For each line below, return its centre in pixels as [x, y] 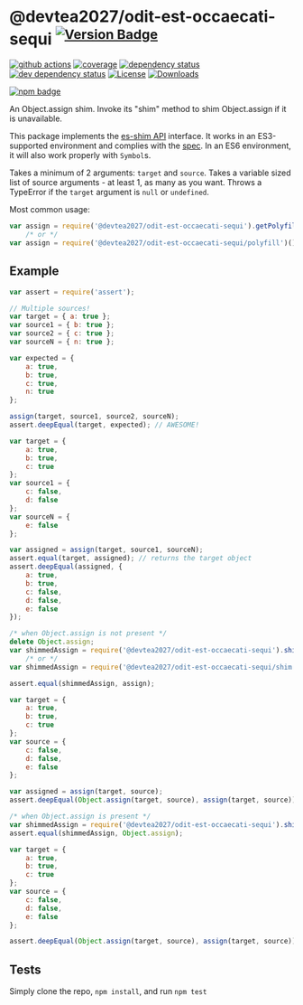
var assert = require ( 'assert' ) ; [72, 292]
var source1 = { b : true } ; [62, 325]
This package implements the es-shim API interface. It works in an [133, 136]
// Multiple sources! [50, 308]
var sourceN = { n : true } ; [62, 342]
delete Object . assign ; [52, 642]
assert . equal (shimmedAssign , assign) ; [82, 683]
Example [34, 272]
